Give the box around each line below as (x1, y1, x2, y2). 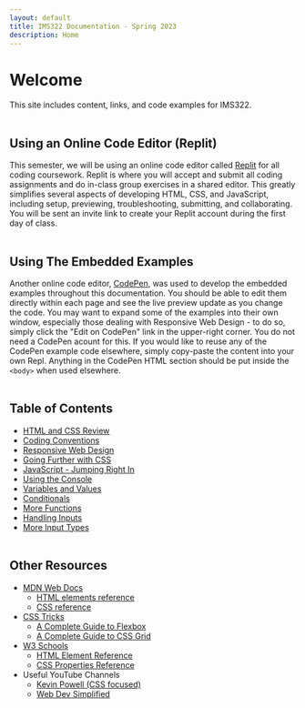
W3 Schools (22, 640, 69, 651)
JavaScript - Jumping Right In (22, 463, 135, 474)
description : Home (9, 30, 79, 39)
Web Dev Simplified (36, 688, 111, 699)
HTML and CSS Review (22, 425, 110, 436)
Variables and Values (22, 483, 102, 494)
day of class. (9, 217, 57, 228)
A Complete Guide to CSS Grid (36, 630, 152, 642)
